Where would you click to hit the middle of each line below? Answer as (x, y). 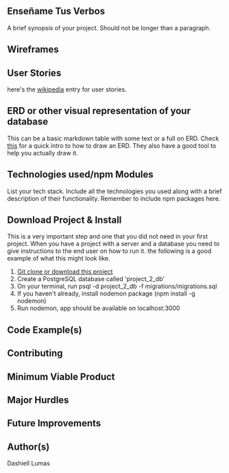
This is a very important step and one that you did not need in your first (108, 236)
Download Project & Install (64, 220)
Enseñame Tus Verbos (56, 11)
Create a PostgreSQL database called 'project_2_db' (91, 279)
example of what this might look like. (59, 258)
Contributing (35, 353)
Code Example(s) (45, 330)
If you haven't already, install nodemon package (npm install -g (106, 294)
